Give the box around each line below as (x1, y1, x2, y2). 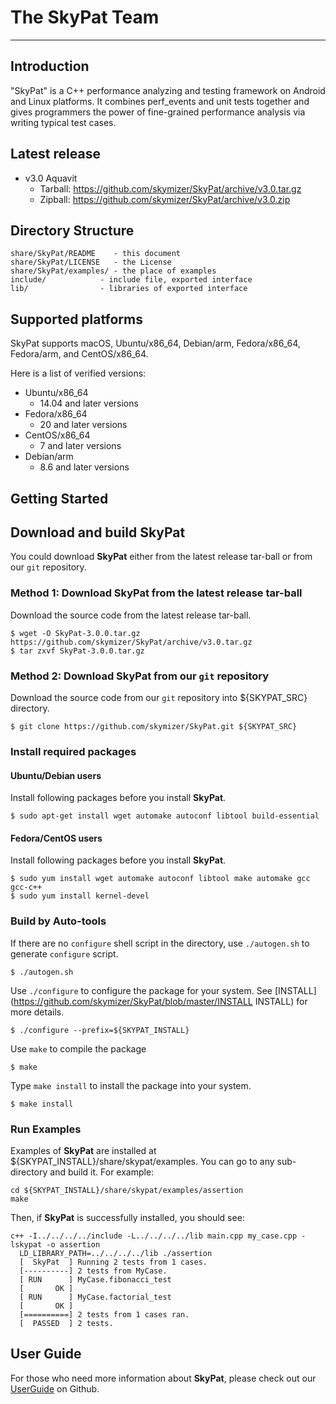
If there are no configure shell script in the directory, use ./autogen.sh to (10, 937, 310, 949)
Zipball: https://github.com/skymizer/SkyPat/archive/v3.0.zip (39, 193, 291, 205)
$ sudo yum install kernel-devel (10, 891, 150, 901)
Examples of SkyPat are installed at (10, 1144, 157, 1156)
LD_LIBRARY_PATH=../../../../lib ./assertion (19, 1248, 213, 1258)
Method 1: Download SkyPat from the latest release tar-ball (10, 586, 303, 600)
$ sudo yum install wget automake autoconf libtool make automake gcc (10, 874, 311, 884)
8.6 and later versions (39, 461, 130, 473)
